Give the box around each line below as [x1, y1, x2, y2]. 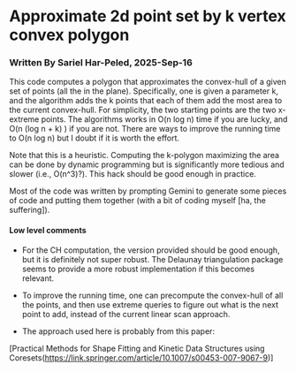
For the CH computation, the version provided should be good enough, [21, 245, 280, 255]
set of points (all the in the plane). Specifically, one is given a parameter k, [9, 86, 278, 96]
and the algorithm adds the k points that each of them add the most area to [9, 95, 283, 106]
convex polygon [9, 25, 130, 45]
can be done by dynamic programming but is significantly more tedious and [9, 159, 285, 170]
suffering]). [9, 205, 50, 216]
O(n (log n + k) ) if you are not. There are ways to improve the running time [9, 124, 281, 134]
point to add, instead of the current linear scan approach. [21, 308, 231, 319]
